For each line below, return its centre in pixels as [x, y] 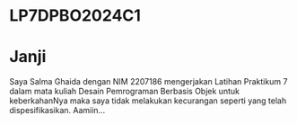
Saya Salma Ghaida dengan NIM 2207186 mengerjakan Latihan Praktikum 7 [148, 82]
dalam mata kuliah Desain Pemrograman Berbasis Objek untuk [125, 92]
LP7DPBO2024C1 [75, 16]
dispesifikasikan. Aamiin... [57, 111]
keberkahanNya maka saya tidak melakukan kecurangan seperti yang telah [148, 101]
